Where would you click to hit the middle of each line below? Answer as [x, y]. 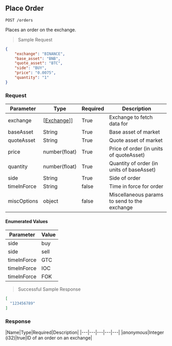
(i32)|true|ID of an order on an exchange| [49, 338]
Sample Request [35, 39]
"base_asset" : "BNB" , [37, 58]
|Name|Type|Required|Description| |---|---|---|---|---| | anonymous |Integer [85, 333]
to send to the [126, 201]
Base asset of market [135, 132]
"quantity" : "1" [32, 78]
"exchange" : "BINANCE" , [40, 54]
